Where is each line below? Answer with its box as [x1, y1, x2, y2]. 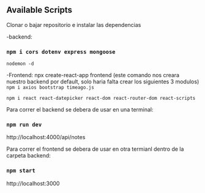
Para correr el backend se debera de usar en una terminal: [6, 106, 154, 113]
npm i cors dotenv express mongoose [6, 48, 116, 55]
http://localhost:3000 [6, 180, 60, 187]
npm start [6, 167, 35, 174]
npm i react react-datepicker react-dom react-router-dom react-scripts [6, 95, 196, 102]
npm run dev [6, 121, 42, 128]
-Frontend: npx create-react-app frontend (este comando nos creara [6, 72, 179, 79]
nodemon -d [6, 61, 34, 67]
